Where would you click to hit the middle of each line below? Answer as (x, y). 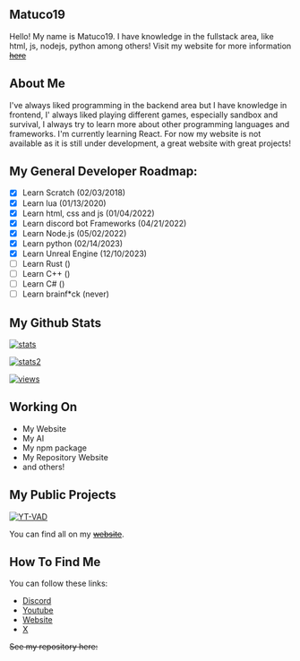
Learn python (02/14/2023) (73, 243)
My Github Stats (55, 323)
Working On (43, 407)
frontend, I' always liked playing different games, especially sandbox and (144, 115)
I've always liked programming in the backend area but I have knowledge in (148, 105)
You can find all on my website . (67, 534)
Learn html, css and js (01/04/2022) (88, 213)
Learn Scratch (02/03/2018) (74, 193)
